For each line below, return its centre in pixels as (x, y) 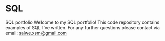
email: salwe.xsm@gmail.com (36, 33)
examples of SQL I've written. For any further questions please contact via (83, 27)
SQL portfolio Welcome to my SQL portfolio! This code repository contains (82, 22)
